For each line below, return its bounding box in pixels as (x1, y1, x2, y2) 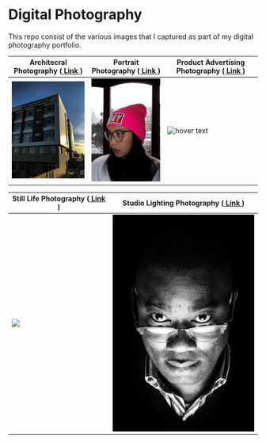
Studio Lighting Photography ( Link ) (122, 198, 245, 208)
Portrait (113, 58, 139, 67)
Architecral (28, 58, 67, 67)
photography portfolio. (8, 40, 82, 49)
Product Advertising (177, 58, 245, 67)
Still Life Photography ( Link (11, 194, 106, 204)
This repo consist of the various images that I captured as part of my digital (8, 32, 254, 41)
